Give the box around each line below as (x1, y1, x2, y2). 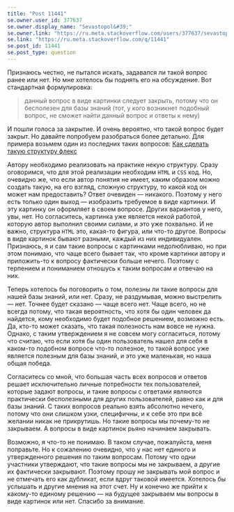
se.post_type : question (7, 49, 77, 56)
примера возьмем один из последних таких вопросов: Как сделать (7, 139, 209, 148)
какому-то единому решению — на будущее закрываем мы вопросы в (7, 489, 219, 498)
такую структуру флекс (7, 147, 77, 155)
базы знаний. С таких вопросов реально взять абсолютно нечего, (7, 402, 204, 410)
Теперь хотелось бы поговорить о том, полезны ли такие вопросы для (7, 285, 218, 293)
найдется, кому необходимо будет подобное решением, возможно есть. (7, 314, 225, 323)
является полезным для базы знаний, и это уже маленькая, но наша (7, 351, 212, 359)
